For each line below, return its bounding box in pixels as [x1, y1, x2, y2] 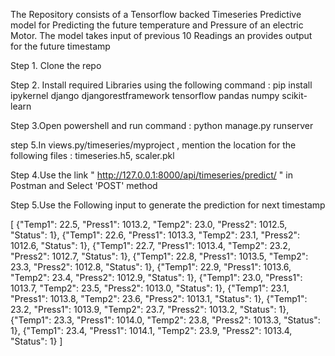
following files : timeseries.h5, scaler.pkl [10, 150, 175, 161]
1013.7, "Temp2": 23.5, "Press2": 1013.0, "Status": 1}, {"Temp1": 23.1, [10, 282, 290, 294]
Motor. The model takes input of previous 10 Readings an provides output [10, 30, 313, 41]
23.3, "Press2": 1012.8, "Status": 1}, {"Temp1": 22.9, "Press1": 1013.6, [10, 261, 292, 273]
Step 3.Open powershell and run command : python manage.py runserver [10, 120, 314, 131]
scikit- [281, 90, 308, 101]
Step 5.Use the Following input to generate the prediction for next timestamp [10, 199, 326, 211]
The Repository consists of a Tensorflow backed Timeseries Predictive [10, 9, 302, 20]
